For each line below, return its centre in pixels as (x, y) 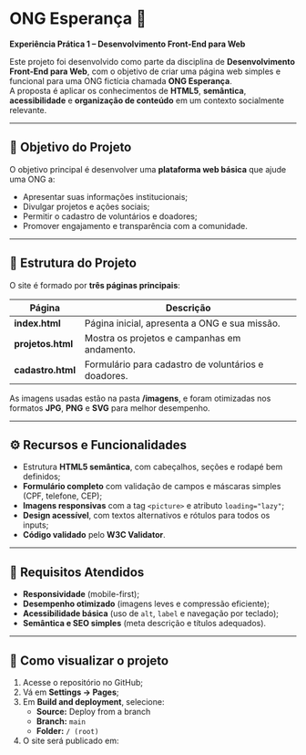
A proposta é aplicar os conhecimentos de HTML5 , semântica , (128, 90)
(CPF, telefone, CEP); (62, 496)
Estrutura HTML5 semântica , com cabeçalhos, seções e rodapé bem (153, 467)
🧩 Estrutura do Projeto (73, 263)
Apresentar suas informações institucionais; (105, 196)
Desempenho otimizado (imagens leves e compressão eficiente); (146, 604)
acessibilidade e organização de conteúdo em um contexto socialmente (147, 100)
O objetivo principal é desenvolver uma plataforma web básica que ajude (148, 169)
